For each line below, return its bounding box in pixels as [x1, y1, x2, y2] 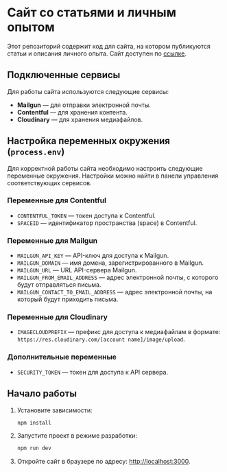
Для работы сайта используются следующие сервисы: [7, 87, 169, 95]
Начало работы [7, 388, 77, 399]
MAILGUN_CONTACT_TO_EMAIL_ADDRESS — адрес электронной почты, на [16, 288, 213, 296]
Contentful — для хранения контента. [16, 108, 128, 116]
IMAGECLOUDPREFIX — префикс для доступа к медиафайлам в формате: [16, 328, 221, 336]
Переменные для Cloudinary [7, 312, 108, 322]
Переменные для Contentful [7, 196, 106, 205]
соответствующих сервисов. [7, 178, 93, 187]
